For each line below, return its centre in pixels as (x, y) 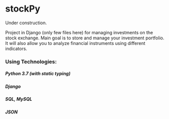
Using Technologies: (31, 62)
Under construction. (26, 23)
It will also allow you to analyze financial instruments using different (75, 43)
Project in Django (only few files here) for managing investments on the (79, 32)
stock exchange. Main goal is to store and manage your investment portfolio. (85, 38)
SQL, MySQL (19, 99)
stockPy (23, 9)
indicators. (16, 48)
